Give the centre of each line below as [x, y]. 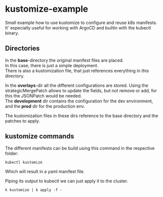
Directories [23, 48]
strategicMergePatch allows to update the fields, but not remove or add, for [81, 90]
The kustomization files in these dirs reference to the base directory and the [82, 116]
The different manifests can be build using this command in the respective [80, 148]
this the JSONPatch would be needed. [44, 96]
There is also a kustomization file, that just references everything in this [77, 71]
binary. [12, 33]
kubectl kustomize [24, 162]
